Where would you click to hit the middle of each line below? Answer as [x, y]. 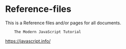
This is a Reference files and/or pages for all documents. [63, 23]
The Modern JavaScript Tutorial [48, 32]
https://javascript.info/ [28, 41]
